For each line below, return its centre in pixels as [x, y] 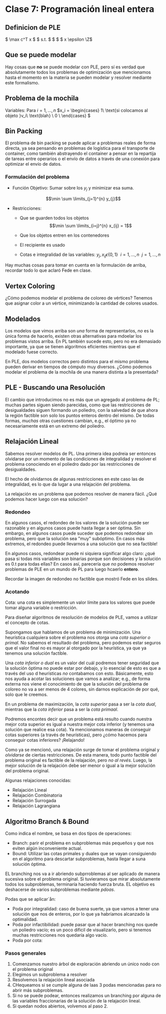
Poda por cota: [28, 940]
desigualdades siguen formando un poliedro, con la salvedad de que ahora [82, 410]
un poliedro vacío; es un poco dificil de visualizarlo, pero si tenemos [82, 930]
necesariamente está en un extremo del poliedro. [55, 426]
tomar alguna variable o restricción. [41, 608]
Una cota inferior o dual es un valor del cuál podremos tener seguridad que [82, 663]
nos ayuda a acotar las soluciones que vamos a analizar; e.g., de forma [78, 679]
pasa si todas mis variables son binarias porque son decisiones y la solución [83, 559]
